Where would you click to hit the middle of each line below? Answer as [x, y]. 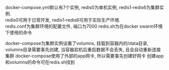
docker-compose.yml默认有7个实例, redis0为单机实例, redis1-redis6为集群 [82, 7]
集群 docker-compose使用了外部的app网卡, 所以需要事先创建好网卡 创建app [85, 56]
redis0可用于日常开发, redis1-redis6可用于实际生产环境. [63, 20]
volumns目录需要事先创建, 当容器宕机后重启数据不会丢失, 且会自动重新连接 [83, 50]
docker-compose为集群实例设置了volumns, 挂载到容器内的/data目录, [77, 43]
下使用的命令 [18, 32]
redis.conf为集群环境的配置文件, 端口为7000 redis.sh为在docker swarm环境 [84, 26]
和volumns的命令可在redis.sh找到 [40, 62]
